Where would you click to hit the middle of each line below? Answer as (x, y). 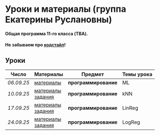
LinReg (130, 108)
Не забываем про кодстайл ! (35, 45)
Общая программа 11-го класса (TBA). (47, 34)
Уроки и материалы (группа (66, 9)
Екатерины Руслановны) (59, 20)
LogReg (131, 122)
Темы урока (137, 74)
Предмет (93, 74)
